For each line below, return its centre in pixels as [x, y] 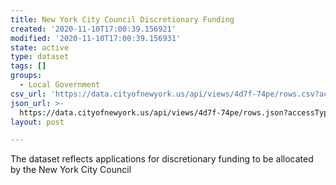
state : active [40, 47]
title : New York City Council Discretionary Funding [122, 19]
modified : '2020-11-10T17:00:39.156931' [96, 38]
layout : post [37, 122]
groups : [26, 76]
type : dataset [40, 57]
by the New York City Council [71, 170]
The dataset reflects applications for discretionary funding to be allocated [162, 159]
